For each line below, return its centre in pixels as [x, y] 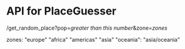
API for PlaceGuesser [61, 11]
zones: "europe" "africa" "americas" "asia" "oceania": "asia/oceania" [93, 39]
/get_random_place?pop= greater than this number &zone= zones [87, 28]
